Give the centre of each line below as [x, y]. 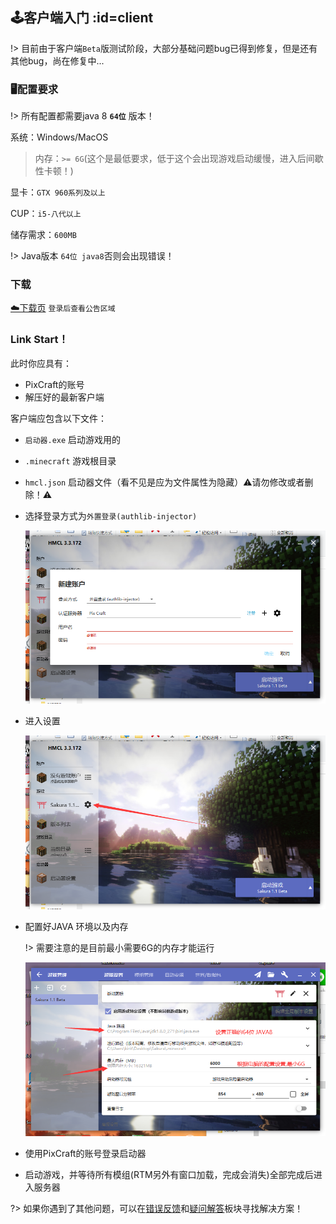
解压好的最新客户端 [64, 397]
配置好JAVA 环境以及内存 [76, 926]
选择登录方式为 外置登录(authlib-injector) [111, 515]
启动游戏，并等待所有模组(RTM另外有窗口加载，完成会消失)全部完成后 [169, 1174]
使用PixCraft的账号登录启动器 [85, 1153]
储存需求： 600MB [43, 235]
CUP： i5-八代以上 [46, 214]
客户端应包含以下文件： [58, 418]
